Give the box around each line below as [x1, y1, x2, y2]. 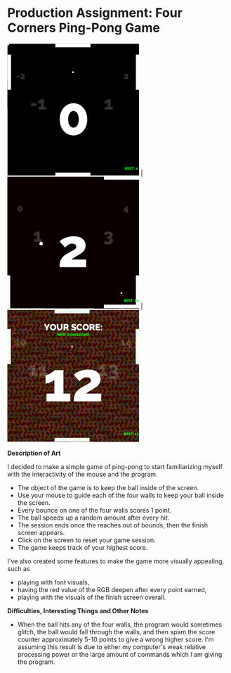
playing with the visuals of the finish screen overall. [17, 593, 166, 601]
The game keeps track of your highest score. [17, 543, 148, 551]
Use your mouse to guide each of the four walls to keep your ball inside [17, 491, 225, 499]
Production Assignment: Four [7, 5, 183, 21]
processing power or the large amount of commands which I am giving [17, 650, 223, 658]
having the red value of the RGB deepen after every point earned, [17, 585, 207, 594]
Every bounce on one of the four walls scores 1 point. [17, 506, 172, 514]
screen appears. [17, 528, 65, 537]
